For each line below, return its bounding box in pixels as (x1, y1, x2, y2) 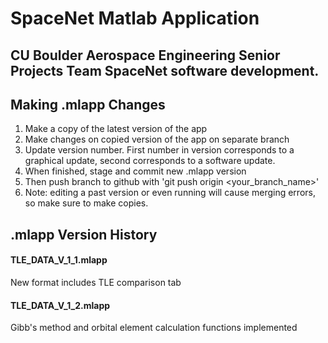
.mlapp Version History (10, 226, 158, 243)
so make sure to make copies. (24, 197, 149, 209)
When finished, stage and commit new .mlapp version (24, 165, 247, 177)
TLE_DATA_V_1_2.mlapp (10, 299, 111, 311)
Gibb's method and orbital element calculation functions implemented (10, 322, 298, 334)
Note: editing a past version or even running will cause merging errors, (24, 187, 316, 199)
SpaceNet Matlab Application (10, 7, 260, 30)
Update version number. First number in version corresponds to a (24, 144, 295, 156)
